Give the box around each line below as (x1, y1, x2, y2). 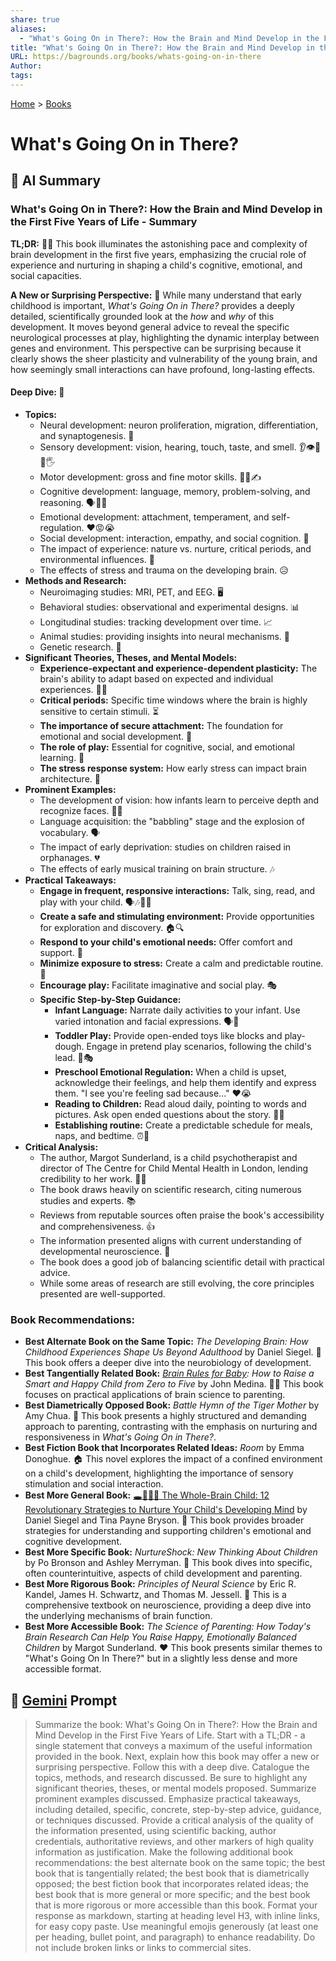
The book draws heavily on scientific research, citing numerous (39, 1183, 302, 1195)
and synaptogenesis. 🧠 (39, 429, 135, 441)
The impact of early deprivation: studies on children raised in (39, 841, 292, 853)
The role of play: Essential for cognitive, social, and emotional (39, 741, 295, 753)
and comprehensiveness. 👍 (39, 1220, 156, 1232)
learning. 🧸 (39, 751, 85, 763)
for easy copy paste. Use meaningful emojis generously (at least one (34, 1921, 319, 1933)
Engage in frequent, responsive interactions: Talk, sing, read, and (39, 884, 316, 896)
